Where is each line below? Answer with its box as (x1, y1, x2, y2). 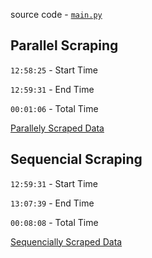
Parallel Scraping (10, 37, 119, 54)
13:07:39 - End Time (10, 197, 95, 209)
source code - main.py (10, 9, 103, 20)
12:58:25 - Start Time (10, 64, 98, 76)
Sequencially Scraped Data (10, 235, 123, 248)
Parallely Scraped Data (10, 122, 105, 134)
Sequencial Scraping (10, 151, 143, 168)
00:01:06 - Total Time (10, 102, 99, 114)
